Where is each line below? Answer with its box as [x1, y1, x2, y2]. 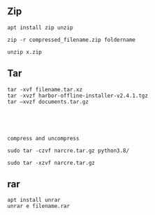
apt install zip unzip [7, 24, 73, 31]
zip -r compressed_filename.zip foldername [7, 36, 136, 43]
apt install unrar [7, 197, 61, 204]
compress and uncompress [7, 135, 80, 142]
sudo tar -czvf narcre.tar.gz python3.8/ [7, 147, 130, 154]
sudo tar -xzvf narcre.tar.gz [7, 159, 96, 166]
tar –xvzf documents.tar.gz [7, 98, 89, 105]
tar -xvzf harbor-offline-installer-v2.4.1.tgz [7, 92, 149, 99]
